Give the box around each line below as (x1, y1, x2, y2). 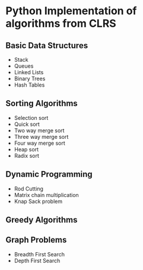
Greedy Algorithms (5, 215, 78, 225)
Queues (14, 62, 34, 69)
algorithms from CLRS (5, 17, 116, 30)
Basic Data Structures (5, 40, 88, 50)
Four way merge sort (14, 139, 66, 147)
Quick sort (14, 120, 40, 128)
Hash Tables (14, 81, 45, 88)
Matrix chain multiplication (14, 191, 80, 198)
